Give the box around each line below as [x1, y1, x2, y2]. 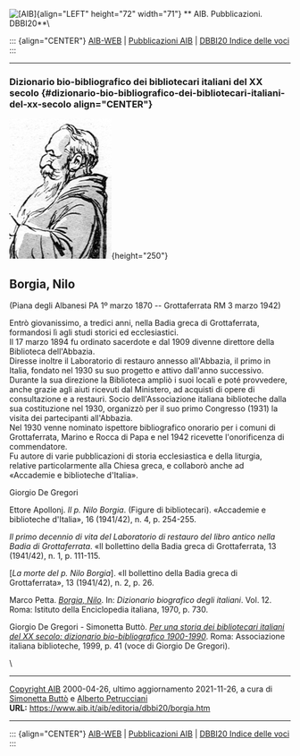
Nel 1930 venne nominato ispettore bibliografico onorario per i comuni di [9, 422, 276, 434]
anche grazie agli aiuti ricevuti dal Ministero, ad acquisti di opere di [9, 384, 255, 395]
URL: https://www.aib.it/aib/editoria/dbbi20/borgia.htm [9, 703, 211, 714]
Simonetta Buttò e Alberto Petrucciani [9, 693, 148, 704]
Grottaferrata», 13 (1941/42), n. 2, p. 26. [9, 578, 154, 588]
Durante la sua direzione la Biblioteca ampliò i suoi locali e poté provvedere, [9, 374, 287, 385]
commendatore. [9, 442, 68, 452]
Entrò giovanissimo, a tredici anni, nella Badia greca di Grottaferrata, [9, 318, 260, 329]
